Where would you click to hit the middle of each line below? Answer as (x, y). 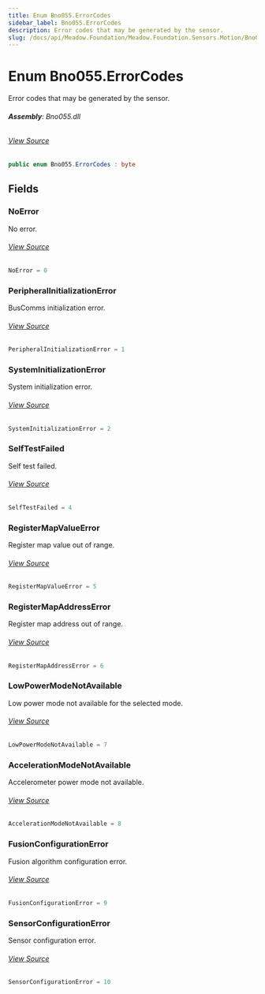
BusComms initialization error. (57, 308)
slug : (17, 37)
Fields (24, 189)
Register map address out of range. (66, 624)
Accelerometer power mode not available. (76, 783)
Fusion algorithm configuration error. (68, 861)
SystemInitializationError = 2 (60, 428)
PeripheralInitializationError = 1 (67, 349)
